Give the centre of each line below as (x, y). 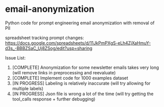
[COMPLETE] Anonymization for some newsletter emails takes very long (85, 67)
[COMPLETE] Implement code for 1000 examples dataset (70, 78)
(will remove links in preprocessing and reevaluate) (64, 72)
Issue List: (16, 57)
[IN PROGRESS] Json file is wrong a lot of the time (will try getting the (83, 94)
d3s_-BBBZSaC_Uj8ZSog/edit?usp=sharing (49, 48)
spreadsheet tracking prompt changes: (45, 38)
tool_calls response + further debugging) (54, 99)
